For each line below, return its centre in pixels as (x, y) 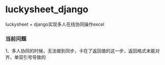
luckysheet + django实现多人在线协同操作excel (55, 24)
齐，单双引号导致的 (26, 57)
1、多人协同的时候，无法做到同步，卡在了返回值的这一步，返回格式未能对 (82, 51)
